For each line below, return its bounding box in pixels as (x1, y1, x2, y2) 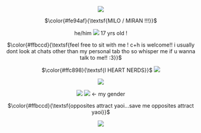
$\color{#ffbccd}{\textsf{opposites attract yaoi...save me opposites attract (7, 102, 194, 109)
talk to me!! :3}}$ (80, 54, 122, 61)
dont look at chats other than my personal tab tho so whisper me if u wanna (6, 48, 196, 54)
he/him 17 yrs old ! (74, 30, 128, 36)
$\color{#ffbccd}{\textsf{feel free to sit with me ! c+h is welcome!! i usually (7, 41, 195, 48)
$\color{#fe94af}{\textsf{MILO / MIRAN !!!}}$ (44, 17, 158, 24)
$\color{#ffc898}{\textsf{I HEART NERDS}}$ (41, 66, 152, 74)
